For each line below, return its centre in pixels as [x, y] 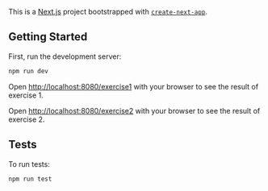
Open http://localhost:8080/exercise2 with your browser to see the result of [134, 110]
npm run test [30, 179]
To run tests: [29, 164]
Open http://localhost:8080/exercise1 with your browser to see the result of [134, 86]
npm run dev [28, 71]
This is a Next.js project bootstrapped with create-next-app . [108, 12]
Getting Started [48, 37]
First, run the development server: [65, 56]
